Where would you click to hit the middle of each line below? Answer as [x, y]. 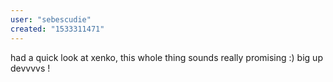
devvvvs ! [30, 68]
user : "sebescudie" [51, 19]
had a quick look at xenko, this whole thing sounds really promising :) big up [166, 57]
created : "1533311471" [57, 29]
